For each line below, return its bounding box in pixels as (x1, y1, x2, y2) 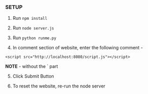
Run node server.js (12, 25, 54, 31)
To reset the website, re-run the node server (12, 83, 105, 89)
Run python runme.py (12, 35, 57, 41)
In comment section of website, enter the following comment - (12, 45, 143, 51)
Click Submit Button (12, 73, 54, 79)
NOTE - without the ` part (5, 64, 58, 70)
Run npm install (12, 15, 48, 21)
